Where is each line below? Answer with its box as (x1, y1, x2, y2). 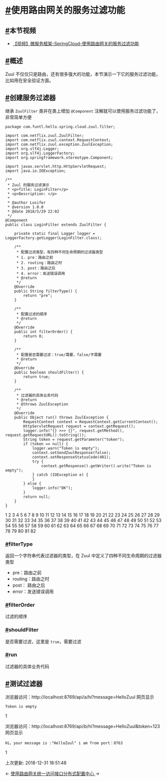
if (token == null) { (23, 441, 69, 446)
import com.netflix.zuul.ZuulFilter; (5, 133, 84, 138)
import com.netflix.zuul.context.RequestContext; (5, 137, 111, 143)
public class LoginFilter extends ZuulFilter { (5, 222, 107, 227)
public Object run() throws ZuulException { (14, 415, 109, 420)
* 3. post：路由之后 (16, 266, 56, 271)
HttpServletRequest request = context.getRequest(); (23, 424, 136, 429)
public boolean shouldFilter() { (14, 370, 84, 375)
